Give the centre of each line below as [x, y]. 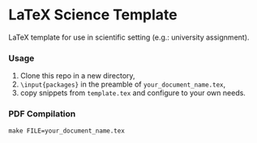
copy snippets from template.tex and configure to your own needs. [133, 93]
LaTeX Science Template [93, 15]
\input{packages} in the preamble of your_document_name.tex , [122, 84]
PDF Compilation [42, 114]
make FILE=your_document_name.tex [67, 131]
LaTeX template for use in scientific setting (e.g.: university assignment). [129, 37]
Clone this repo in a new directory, [77, 76]
